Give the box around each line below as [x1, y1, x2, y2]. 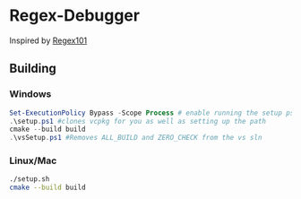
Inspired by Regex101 [9, 35, 88, 46]
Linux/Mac [9, 154, 57, 167]
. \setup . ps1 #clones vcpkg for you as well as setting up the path [9, 117, 267, 125]
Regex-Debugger [9, 5, 141, 26]
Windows [9, 88, 52, 100]
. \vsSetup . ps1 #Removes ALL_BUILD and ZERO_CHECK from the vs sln [9, 134, 262, 143]
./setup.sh [9, 175, 50, 184]
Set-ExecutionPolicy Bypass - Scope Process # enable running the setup [9, 108, 282, 117]
